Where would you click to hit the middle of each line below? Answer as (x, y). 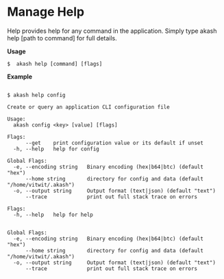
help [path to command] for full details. (62, 38)
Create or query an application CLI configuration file (88, 107)
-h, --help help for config (56, 149)
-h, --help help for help (53, 215)
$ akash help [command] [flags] (55, 64)
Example (20, 77)
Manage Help (46, 12)
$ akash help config (37, 95)
